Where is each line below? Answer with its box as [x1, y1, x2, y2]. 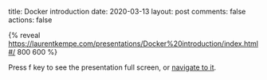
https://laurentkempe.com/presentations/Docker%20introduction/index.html [8, 39, 259, 48]
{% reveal [8, 31, 41, 40]
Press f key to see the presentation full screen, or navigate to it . [8, 63, 217, 72]
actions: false [8, 15, 53, 25]
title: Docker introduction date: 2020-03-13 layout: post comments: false [8, 7, 246, 16]
